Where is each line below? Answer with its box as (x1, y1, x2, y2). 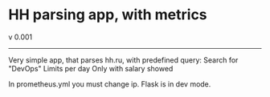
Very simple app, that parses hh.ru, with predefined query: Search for (8, 55, 239, 65)
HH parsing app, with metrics (8, 6, 207, 24)
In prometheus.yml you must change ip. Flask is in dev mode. (8, 79, 211, 89)
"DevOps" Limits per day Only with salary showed (8, 63, 174, 73)
